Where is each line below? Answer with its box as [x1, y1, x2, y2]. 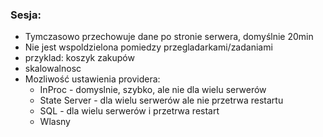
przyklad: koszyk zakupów [24, 52, 135, 64]
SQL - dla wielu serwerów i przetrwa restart [39, 105, 220, 117]
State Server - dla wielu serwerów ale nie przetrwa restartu [39, 94, 284, 107]
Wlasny [39, 116, 71, 128]
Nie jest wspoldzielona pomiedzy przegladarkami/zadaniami [24, 41, 273, 53]
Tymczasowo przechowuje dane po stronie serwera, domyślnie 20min [24, 31, 314, 43]
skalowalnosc [24, 63, 82, 75]
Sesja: [10, 8, 42, 22]
